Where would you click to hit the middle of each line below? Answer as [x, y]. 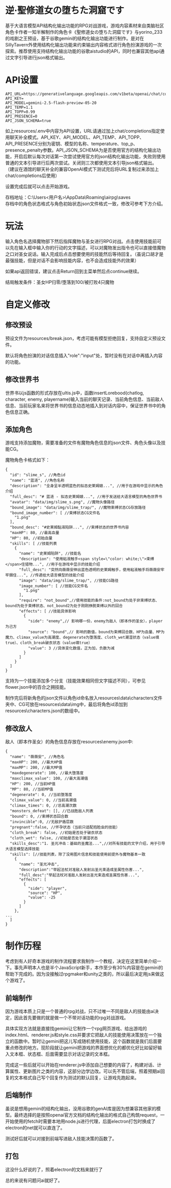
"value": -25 [42, 898]
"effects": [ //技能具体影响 [47, 611]
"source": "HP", [45, 893]
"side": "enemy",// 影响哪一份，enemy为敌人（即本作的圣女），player [95, 621]
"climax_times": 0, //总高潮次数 [44, 806]
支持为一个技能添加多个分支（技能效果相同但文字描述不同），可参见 [76, 681]
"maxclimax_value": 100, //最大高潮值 [49, 779]
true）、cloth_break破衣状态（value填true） [49, 643]
